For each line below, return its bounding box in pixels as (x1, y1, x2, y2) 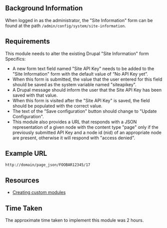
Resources (5, 176, 39, 184)
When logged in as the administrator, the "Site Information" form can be (5, 17, 153, 23)
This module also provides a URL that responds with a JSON (12, 119, 137, 125)
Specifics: (5, 56, 26, 62)
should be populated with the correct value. (12, 103, 102, 109)
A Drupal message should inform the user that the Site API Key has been (12, 87, 162, 93)
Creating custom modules (12, 189, 66, 195)
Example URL (5, 149, 47, 158)
